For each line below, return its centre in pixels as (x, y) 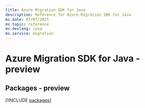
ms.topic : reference (27, 24)
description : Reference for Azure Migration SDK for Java (68, 15)
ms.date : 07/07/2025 (27, 19)
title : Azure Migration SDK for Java (45, 10)
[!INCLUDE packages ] (28, 100)
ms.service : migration (29, 33)
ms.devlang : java (24, 29)
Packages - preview (38, 88)
